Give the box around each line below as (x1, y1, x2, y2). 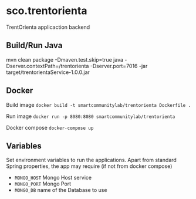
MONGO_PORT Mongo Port (14, 180, 72, 187)
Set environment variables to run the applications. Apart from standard (6, 157, 177, 164)
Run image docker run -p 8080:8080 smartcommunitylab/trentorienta (6, 113, 175, 120)
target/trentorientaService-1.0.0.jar (6, 69, 90, 76)
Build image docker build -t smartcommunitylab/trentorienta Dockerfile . (6, 101, 191, 108)
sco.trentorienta (6, 4, 87, 18)
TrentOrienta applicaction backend (6, 23, 90, 31)
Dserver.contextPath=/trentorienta (6, 62, 89, 69)
